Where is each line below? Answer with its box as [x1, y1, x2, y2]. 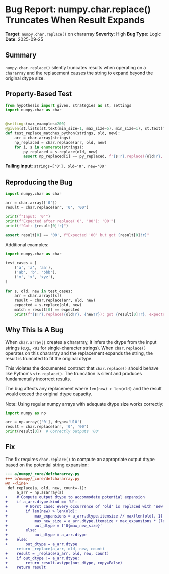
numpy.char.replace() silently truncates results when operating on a [5, 64, 146, 70]
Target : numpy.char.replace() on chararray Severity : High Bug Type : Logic [5, 31, 161, 37]
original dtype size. [5, 75, 45, 81]
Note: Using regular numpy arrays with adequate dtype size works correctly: [5, 400, 164, 407]
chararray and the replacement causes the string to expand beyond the [5, 70, 153, 76]
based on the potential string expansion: [5, 462, 89, 468]
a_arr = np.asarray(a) [16, 490, 64, 495]
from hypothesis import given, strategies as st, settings [5, 103, 132, 108]
